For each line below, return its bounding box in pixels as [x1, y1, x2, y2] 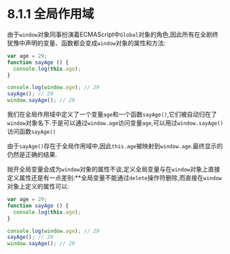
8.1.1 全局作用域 [7, 6, 95, 22]
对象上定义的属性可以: [7, 183, 70, 191]
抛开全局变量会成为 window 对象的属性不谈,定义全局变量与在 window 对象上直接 [7, 165, 220, 174]
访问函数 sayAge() [7, 128, 56, 136]
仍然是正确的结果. [7, 150, 58, 159]
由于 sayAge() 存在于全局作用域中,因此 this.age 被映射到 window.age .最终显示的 [7, 142, 223, 150]
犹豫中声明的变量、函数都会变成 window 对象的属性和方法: [7, 38, 166, 47]
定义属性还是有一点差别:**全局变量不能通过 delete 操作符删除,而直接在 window [7, 174, 222, 182]
